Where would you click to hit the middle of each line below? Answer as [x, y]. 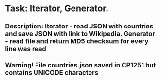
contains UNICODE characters [52, 73]
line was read [26, 49]
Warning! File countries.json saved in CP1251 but [80, 65]
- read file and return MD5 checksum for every [77, 41]
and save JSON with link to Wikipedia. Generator [80, 33]
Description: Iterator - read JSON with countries [79, 26]
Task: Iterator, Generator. [57, 8]
